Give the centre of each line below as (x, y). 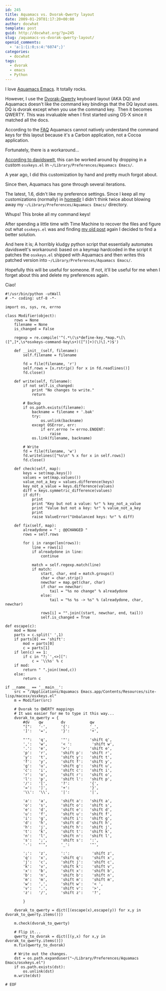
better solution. (21, 234)
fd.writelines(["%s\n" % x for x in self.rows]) (74, 456)
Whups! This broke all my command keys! (48, 214)
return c (32, 678)
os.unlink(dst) (39, 971)
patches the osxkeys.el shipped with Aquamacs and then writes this (75, 255)
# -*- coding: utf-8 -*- (31, 298)
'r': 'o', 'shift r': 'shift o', (68, 775)
